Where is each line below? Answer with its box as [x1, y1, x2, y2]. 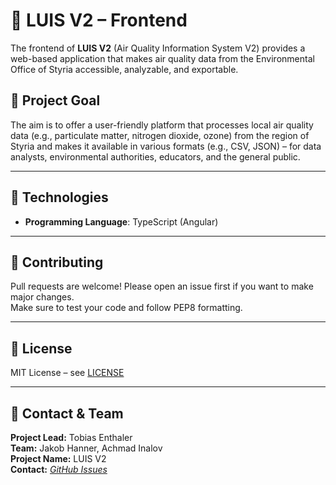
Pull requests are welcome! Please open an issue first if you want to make [10, 280, 314, 293]
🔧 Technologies [10, 189, 109, 206]
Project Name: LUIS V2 [10, 453, 107, 464]
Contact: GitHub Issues [10, 464, 108, 475]
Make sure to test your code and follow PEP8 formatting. [10, 302, 243, 314]
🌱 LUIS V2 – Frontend [10, 9, 188, 32]
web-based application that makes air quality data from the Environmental [10, 52, 315, 64]
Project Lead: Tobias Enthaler [10, 432, 133, 443]
